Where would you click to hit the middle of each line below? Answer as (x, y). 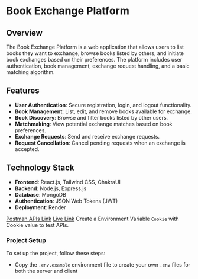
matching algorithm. (30, 72)
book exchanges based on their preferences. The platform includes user (94, 60)
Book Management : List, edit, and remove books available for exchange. (103, 111)
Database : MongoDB (40, 194)
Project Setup (26, 240)
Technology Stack (40, 168)
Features (23, 91)
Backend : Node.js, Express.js (51, 188)
